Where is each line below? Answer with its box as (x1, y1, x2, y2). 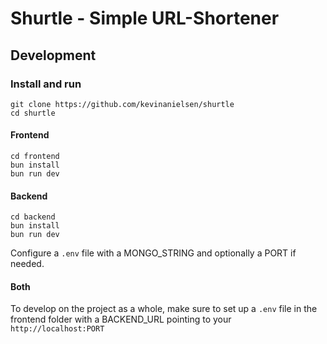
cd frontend (10, 152, 60, 162)
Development (10, 47, 97, 64)
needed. (10, 258, 45, 270)
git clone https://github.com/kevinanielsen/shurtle (10, 99, 235, 109)
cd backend (10, 212, 56, 222)
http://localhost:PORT (10, 324, 105, 334)
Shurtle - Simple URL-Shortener (10, 7, 280, 30)
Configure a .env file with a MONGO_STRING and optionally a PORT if (10, 247, 297, 259)
